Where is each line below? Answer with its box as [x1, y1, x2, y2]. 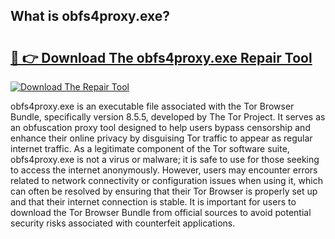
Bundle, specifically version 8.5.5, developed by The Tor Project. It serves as [10, 111, 326, 123]
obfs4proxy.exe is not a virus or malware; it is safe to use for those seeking [10, 154, 320, 165]
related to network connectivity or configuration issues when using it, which [10, 175, 323, 186]
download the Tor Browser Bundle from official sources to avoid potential [10, 207, 312, 218]
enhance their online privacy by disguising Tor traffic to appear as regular [10, 132, 313, 144]
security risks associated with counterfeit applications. [10, 217, 236, 229]
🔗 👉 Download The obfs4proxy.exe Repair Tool [10, 49, 313, 66]
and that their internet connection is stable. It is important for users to [10, 196, 297, 208]
